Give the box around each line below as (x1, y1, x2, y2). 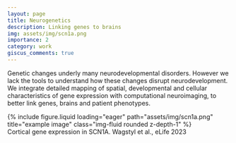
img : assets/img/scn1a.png (7, 30, 87, 37)
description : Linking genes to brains (7, 23, 122, 30)
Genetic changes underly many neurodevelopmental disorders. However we (7, 68, 229, 77)
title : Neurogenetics (7, 17, 71, 24)
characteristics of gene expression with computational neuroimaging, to (7, 91, 217, 99)
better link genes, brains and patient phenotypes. (7, 99, 151, 107)
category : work (7, 43, 52, 50)
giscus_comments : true (7, 50, 74, 57)
